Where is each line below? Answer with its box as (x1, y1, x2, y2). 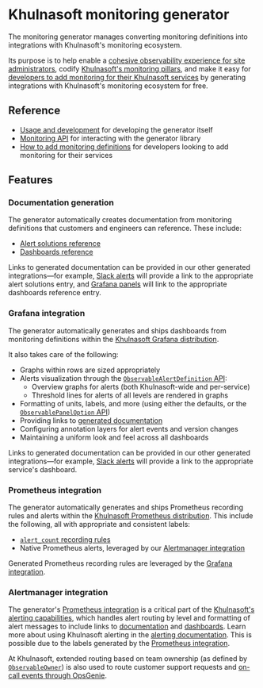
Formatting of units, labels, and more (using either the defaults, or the (19, 398, 247, 408)
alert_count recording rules (19, 535, 111, 544)
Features (8, 173, 53, 187)
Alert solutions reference (19, 239, 101, 248)
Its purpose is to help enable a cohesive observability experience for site (8, 56, 246, 65)
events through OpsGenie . (21, 671, 107, 680)
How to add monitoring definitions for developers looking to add (19, 141, 229, 152)
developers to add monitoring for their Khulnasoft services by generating (8, 72, 246, 82)
